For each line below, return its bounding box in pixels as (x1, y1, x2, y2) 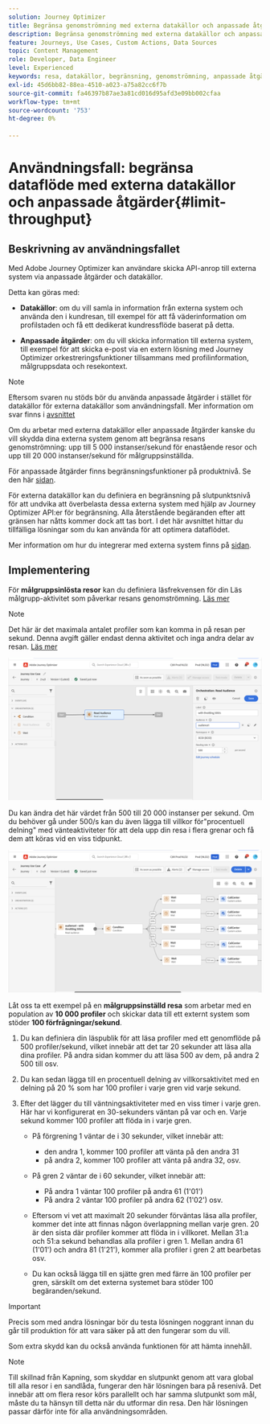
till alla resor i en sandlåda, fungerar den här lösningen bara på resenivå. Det (8, 1381, 261, 1390)
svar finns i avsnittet (8, 410, 76, 419)
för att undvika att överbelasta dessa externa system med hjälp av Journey (8, 499, 256, 508)
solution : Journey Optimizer (8, 13, 106, 21)
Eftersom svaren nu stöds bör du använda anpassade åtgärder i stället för (8, 392, 252, 402)
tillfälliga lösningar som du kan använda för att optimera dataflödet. (8, 525, 231, 534)
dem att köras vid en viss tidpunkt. (8, 834, 123, 843)
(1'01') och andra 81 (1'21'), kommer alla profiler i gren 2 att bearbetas (31, 1245, 261, 1254)
